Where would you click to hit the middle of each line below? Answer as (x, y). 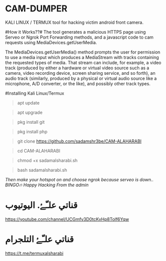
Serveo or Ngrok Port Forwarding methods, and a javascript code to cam (79, 37)
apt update (28, 103)
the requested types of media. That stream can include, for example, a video (83, 62)
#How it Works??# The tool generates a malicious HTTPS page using (76, 32)
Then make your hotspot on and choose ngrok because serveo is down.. (79, 179)
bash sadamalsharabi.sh (42, 170)
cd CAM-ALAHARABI (39, 151)
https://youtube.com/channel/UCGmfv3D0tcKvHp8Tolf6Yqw (67, 219)
